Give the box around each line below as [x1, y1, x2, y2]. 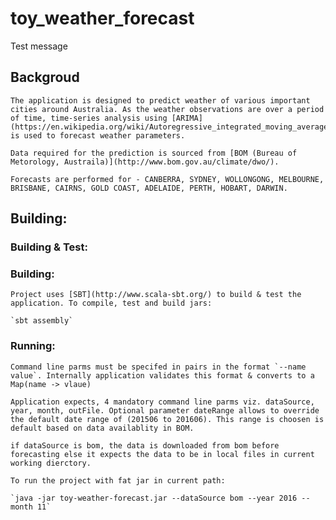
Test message [10, 40, 68, 52]
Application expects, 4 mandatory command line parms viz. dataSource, [10, 397, 315, 407]
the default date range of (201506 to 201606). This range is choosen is [10, 414, 325, 424]
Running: [10, 339, 56, 353]
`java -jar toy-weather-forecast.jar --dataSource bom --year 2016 [10, 493, 298, 503]
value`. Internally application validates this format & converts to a [10, 370, 315, 381]
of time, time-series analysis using [10, 113, 168, 123]
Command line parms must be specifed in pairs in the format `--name [10, 362, 307, 372]
